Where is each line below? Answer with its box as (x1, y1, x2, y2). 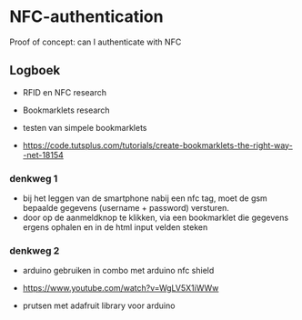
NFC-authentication (9, 6, 164, 27)
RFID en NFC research (22, 86, 107, 97)
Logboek (9, 63, 61, 78)
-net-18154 (22, 149, 64, 160)
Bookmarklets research (22, 105, 111, 115)
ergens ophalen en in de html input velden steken (22, 222, 208, 233)
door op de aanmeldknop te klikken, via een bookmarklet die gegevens (22, 212, 289, 224)
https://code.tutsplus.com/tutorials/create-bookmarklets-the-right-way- (22, 139, 293, 151)
